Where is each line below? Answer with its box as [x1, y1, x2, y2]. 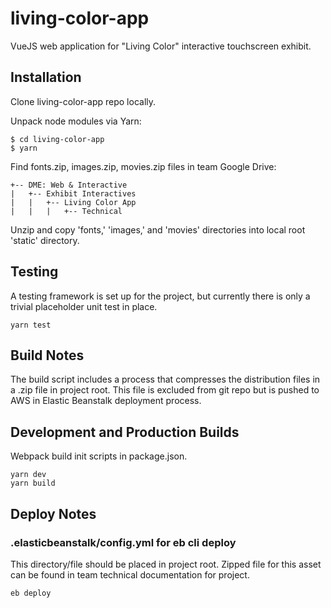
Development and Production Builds [10, 423, 240, 441]
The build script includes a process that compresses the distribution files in [10, 373, 321, 386]
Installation [10, 69, 82, 86]
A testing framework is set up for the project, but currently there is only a [10, 290, 311, 302]
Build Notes [10, 347, 85, 364]
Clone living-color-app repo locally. [10, 95, 157, 107]
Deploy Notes [10, 505, 97, 522]
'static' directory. [10, 234, 80, 246]
